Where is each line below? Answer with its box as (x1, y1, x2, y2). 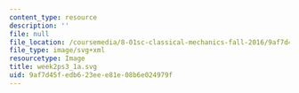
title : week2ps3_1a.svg (9, 63, 98, 72)
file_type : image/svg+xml (9, 46, 105, 55)
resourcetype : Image (9, 54, 86, 63)
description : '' (9, 21, 69, 30)
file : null (9, 29, 50, 38)
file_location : (9, 37, 66, 47)
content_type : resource (9, 12, 98, 22)
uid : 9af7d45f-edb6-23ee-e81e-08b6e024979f (9, 71, 174, 80)
